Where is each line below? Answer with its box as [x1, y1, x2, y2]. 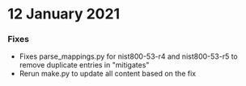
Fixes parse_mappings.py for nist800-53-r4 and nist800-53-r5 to [19, 51, 238, 61]
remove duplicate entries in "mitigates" [19, 60, 150, 70]
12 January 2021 [7, 5, 121, 23]
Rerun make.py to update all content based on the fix [19, 69, 196, 79]
